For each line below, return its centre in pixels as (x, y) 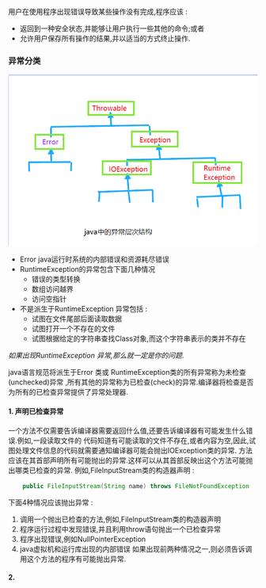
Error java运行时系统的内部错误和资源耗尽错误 (95, 259)
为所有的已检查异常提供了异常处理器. (68, 391)
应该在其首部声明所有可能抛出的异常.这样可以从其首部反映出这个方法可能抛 (131, 460)
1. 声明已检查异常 (36, 411)
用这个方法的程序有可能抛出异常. (73, 559)
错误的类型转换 (56, 279)
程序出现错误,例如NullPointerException (83, 539)
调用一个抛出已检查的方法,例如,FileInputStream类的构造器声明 (120, 519)
